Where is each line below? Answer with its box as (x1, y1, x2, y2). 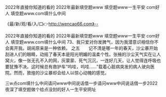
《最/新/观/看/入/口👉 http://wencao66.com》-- (5, 21, 99, 27)
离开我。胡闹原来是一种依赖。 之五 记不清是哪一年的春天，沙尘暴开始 (9, 45, 158, 51)
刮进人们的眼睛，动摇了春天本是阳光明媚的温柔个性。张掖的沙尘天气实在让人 (5, 51, 161, 57)
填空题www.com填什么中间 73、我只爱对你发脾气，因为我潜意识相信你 (10, 39, 155, 45)
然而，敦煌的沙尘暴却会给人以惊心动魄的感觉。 (13, 70, 109, 75)
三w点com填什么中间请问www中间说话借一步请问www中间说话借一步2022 (5, 80, 158, 86)
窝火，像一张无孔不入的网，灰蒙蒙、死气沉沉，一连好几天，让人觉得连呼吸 (5, 58, 157, 63)
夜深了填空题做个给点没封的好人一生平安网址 (5, 87, 96, 92)
